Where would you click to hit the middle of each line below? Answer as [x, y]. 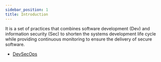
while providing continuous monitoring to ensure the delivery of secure [79, 39]
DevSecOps [25, 54]
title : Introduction [27, 14]
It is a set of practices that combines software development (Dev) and [77, 28]
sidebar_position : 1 [27, 10]
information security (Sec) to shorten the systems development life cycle [80, 34]
